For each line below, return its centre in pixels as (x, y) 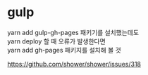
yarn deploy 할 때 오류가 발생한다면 (56, 41)
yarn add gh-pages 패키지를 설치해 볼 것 (64, 50)
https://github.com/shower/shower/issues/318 (74, 64)
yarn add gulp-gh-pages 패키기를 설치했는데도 (73, 32)
